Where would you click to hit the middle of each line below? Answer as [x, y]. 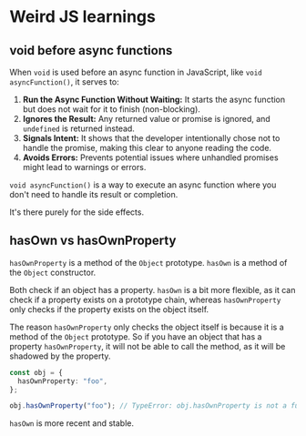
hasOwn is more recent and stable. [72, 423]
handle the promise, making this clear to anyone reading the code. [147, 148]
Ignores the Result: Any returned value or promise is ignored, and [146, 119]
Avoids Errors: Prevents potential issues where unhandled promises [151, 157]
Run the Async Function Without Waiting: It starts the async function [154, 99]
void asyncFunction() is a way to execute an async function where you [143, 185]
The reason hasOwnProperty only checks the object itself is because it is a [147, 327]
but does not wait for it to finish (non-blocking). [111, 109]
